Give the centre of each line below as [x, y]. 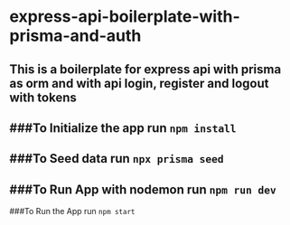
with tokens [43, 97]
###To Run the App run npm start [72, 211]
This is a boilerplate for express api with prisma [145, 69]
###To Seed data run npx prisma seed [117, 159]
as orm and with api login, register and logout [139, 83]
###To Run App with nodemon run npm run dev [143, 189]
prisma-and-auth [75, 36]
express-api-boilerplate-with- [125, 17]
